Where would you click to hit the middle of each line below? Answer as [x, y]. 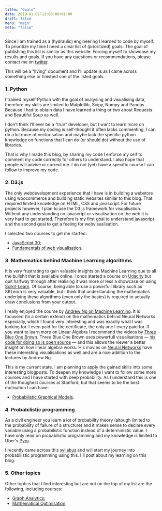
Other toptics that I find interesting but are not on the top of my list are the [79, 483]
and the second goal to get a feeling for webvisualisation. [62, 224]
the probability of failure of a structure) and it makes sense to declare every [80, 425]
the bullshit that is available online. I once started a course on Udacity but [78, 276]
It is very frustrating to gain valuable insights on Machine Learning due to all [81, 271]
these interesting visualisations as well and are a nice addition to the [73, 352]
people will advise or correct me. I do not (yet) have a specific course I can [80, 165]
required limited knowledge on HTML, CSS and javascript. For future [73, 203]
